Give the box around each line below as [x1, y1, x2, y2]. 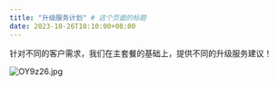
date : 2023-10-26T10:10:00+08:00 [9, 22, 136, 31]
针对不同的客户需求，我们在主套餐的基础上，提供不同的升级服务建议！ [9, 47, 273, 59]
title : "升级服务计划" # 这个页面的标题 [9, 13, 147, 23]
